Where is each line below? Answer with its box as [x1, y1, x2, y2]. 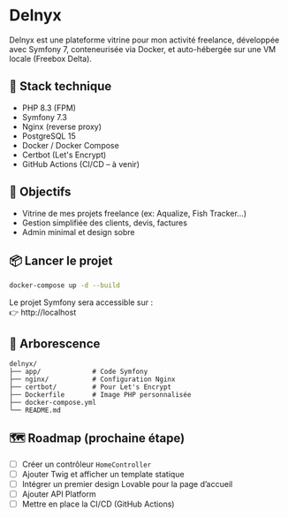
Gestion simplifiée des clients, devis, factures [21, 217, 188, 228]
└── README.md [9, 406, 62, 415]
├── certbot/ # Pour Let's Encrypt [9, 383, 172, 392]
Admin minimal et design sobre [21, 226, 135, 237]
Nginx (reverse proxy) [21, 121, 102, 132]
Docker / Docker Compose [21, 140, 119, 150]
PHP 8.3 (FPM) [21, 103, 77, 113]
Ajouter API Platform [21, 489, 96, 499]
